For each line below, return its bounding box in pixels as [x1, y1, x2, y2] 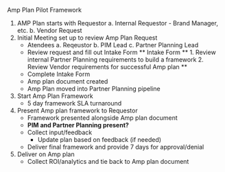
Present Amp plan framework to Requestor [16, 106, 139, 114]
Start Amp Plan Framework [16, 92, 94, 100]
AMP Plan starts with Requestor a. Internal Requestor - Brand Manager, [16, 19, 218, 27]
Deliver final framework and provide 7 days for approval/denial [27, 143, 204, 151]
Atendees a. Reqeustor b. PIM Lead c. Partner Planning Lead [27, 41, 199, 49]
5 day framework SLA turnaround [27, 99, 122, 107]
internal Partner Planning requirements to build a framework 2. [27, 56, 204, 64]
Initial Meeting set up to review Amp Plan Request [16, 34, 158, 42]
